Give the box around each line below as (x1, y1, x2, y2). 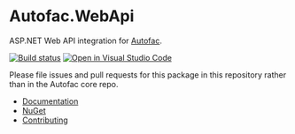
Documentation (21, 95, 79, 107)
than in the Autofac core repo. (9, 78, 119, 89)
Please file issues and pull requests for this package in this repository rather (9, 69, 286, 80)
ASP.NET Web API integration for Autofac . (9, 35, 162, 46)
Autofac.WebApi (9, 6, 135, 26)
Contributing (21, 115, 68, 125)
